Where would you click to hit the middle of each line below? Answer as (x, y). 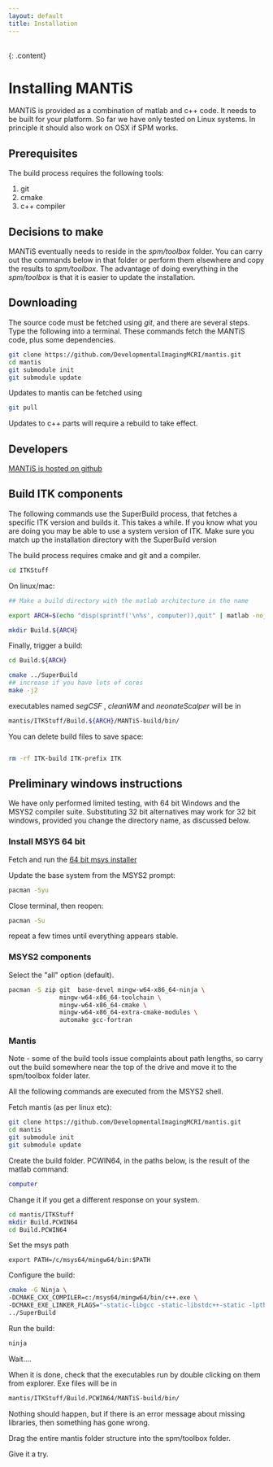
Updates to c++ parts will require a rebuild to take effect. (103, 423)
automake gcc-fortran (96, 1020)
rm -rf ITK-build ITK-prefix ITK (65, 758)
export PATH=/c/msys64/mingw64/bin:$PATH (80, 1260)
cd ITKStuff (28, 570)
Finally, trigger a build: (45, 646)
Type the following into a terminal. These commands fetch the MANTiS (127, 331)
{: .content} (28, 55)
